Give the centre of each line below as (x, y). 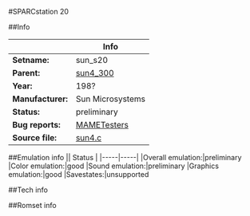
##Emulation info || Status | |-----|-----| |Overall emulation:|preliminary (125, 157)
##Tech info (28, 190)
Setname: (31, 60)
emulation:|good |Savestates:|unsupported (79, 174)
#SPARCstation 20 (39, 12)
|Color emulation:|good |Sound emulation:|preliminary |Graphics (114, 166)
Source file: (35, 137)
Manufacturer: (40, 99)
